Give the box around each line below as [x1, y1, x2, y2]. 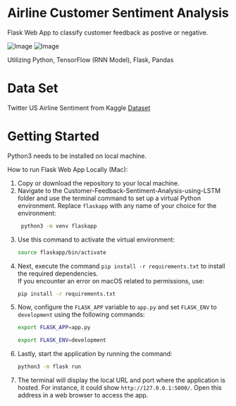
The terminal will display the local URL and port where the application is [17, 376, 225, 385]
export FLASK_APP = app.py [17, 324, 91, 331]
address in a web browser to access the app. [17, 391, 149, 400]
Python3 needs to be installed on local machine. [7, 152, 147, 160]
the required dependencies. [17, 269, 99, 278]
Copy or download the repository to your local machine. [17, 178, 180, 187]
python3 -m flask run [17, 363, 82, 371]
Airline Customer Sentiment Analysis [7, 5, 229, 21]
